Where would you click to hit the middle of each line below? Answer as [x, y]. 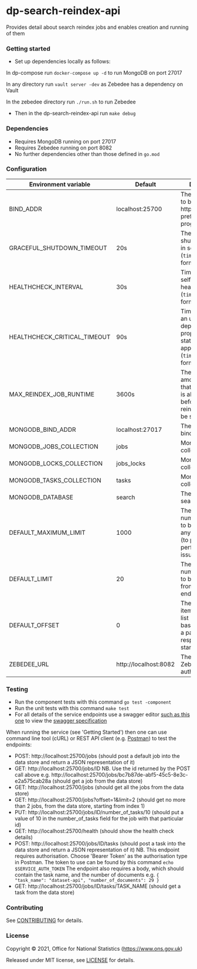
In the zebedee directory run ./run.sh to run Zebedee [71, 102]
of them [16, 33]
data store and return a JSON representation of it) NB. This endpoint [97, 850]
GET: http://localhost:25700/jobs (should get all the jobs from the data [99, 787]
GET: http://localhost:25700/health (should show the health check [94, 831]
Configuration [26, 169]
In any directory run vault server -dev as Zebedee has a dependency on [95, 84]
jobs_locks [131, 463]
